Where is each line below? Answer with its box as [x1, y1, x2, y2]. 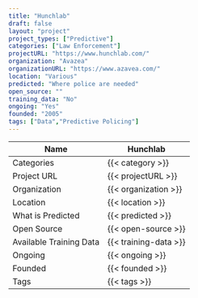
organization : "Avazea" [8, 58, 89, 66]
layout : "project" [8, 27, 70, 35]
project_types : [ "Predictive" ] [8, 34, 114, 43]
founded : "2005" [8, 110, 63, 119]
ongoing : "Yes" [8, 102, 60, 110]
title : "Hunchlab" [8, 11, 70, 20]
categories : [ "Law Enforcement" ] [8, 42, 121, 50]
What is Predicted [12, 209, 80, 221]
